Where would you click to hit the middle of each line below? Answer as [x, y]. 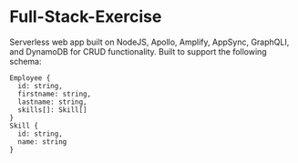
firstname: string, [55, 94]
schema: [26, 61]
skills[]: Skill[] [53, 110]
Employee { [30, 78]
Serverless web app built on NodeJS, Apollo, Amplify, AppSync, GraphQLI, [149, 42]
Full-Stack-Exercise [86, 17]
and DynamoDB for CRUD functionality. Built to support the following [138, 51]
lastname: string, [53, 102]
